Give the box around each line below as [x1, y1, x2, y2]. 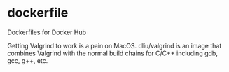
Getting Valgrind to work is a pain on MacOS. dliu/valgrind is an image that [7, 41, 222, 50]
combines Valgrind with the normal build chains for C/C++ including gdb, [7, 49, 218, 57]
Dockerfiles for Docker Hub [7, 28, 86, 36]
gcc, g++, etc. [7, 56, 48, 64]
